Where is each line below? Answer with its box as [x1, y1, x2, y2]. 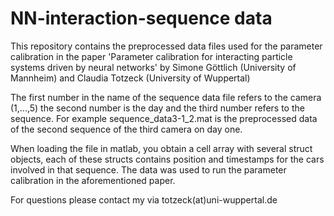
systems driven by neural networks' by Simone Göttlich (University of [10, 61, 297, 73]
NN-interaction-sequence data [10, 7, 273, 30]
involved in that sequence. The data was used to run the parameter [10, 163, 287, 176]
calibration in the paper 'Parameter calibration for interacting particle [10, 50, 293, 62]
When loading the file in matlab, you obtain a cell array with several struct [10, 142, 313, 154]
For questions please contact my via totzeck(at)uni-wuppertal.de [10, 193, 278, 206]
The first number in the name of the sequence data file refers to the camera [10, 91, 322, 103]
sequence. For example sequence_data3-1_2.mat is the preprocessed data [10, 112, 318, 124]
